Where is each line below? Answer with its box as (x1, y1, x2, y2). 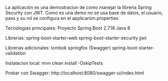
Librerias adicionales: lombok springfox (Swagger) (5, 45, 111, 50)
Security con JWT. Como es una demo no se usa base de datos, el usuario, (5, 10, 163, 16)
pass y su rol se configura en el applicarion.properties (5, 15, 119, 21)
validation (5, 50, 26, 56)
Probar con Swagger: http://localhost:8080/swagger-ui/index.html (5, 70, 144, 76)
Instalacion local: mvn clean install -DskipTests (5, 60, 103, 66)
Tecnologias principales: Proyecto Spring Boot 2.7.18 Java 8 (5, 25, 131, 31)
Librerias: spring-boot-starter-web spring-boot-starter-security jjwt (5, 35, 147, 41)
